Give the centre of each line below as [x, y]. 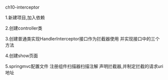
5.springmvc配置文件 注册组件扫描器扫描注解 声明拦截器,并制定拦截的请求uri [84, 66]
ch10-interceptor [22, 7]
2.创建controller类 [24, 28]
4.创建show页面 [22, 55]
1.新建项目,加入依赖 [25, 17]
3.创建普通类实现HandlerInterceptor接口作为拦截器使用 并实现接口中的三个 [82, 39]
